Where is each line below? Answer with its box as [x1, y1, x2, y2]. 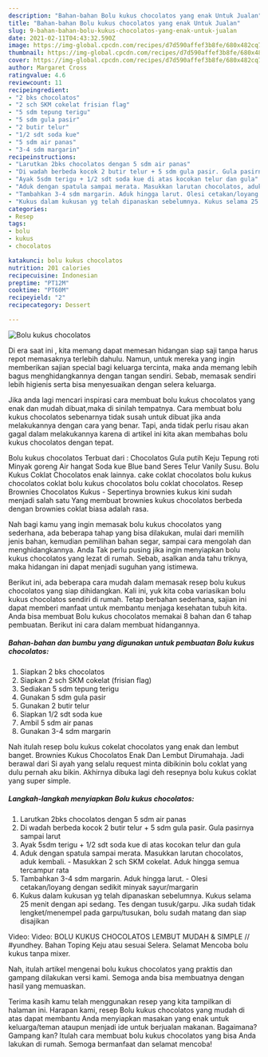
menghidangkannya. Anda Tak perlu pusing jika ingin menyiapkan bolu [8, 544, 241, 554]
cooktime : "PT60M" [8, 286, 69, 294]
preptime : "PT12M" [8, 279, 69, 287]
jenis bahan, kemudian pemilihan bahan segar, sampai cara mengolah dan [8, 536, 251, 546]
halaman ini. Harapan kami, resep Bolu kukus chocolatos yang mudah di [8, 1005, 245, 1015]
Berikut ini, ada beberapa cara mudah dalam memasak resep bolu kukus [8, 577, 246, 587]
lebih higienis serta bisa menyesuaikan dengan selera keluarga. [8, 379, 217, 389]
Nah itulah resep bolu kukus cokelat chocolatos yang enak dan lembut [8, 741, 239, 752]
